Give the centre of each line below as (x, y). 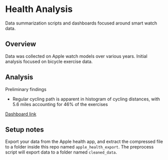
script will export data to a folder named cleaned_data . (61, 152)
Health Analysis (39, 9)
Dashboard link (21, 114)
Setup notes (25, 129)
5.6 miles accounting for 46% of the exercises (60, 104)
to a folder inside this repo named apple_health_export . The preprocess (79, 147)
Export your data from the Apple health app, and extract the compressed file (84, 141)
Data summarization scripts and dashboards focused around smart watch (81, 23)
